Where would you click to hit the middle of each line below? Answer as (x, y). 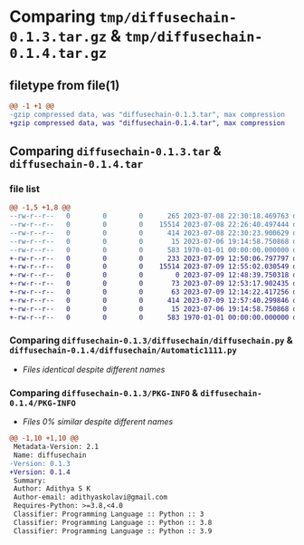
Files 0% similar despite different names (98, 422)
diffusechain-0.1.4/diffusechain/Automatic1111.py (123, 350)
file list (25, 189)
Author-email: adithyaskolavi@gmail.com (90, 497)
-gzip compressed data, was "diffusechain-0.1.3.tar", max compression (147, 114)
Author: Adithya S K (52, 489)
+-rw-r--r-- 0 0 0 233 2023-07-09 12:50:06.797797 (149, 258)
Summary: (30, 481)
